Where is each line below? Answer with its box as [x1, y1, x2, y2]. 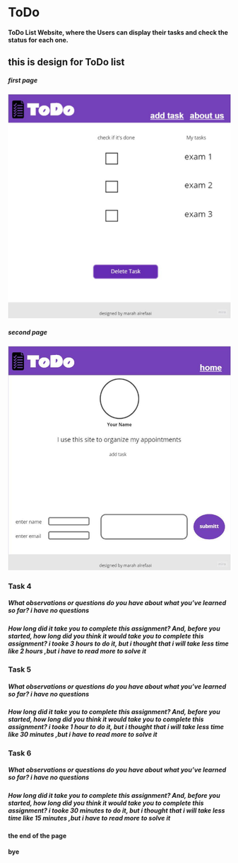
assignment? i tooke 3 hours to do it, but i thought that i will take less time [8, 639, 229, 648]
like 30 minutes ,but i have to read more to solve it [8, 731, 157, 739]
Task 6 [8, 748, 32, 758]
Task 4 [8, 581, 32, 591]
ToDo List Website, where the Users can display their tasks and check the [8, 28, 229, 36]
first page [8, 76, 38, 84]
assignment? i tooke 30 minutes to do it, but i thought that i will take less [8, 806, 225, 815]
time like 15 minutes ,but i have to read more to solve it [8, 813, 171, 822]
